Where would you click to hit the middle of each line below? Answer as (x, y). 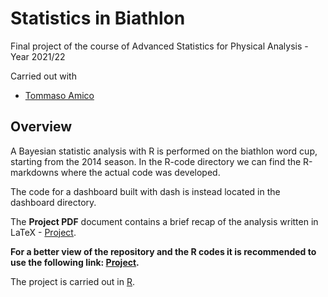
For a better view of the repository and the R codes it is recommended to (163, 251)
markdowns (34, 172)
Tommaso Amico (59, 95)
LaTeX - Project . (43, 232)
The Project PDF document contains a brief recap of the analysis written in (164, 221)
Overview (41, 127)
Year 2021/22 (38, 56)
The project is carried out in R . (73, 281)
